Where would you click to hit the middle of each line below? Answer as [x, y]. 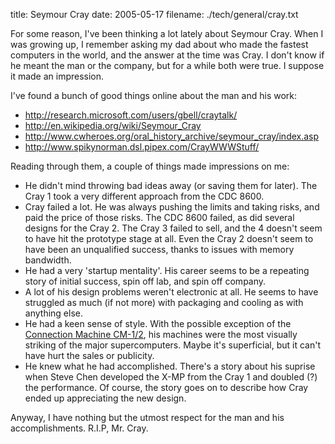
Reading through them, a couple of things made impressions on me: [150, 166]
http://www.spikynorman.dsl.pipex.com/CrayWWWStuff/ [142, 147]
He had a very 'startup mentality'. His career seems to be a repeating [167, 270]
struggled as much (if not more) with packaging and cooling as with [164, 302]
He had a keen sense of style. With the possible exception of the [158, 323]
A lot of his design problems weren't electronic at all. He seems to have [171, 292]
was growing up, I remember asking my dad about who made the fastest [159, 44]
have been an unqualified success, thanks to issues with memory [159, 249]
